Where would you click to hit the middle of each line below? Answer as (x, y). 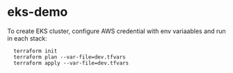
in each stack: (27, 38)
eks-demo (38, 12)
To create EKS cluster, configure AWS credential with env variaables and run (116, 31)
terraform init (35, 51)
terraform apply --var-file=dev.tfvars (71, 63)
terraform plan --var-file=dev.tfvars (70, 57)
